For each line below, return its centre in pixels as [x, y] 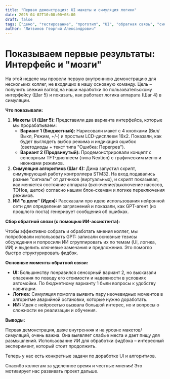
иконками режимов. [42, 163]
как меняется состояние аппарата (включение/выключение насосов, [88, 185]
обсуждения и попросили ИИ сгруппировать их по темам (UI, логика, [81, 242]
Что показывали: [24, 110]
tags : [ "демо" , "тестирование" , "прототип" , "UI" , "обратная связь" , [80, 24]
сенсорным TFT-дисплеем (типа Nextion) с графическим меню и [91, 158]
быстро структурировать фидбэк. [42, 253]
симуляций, [18, 335]
